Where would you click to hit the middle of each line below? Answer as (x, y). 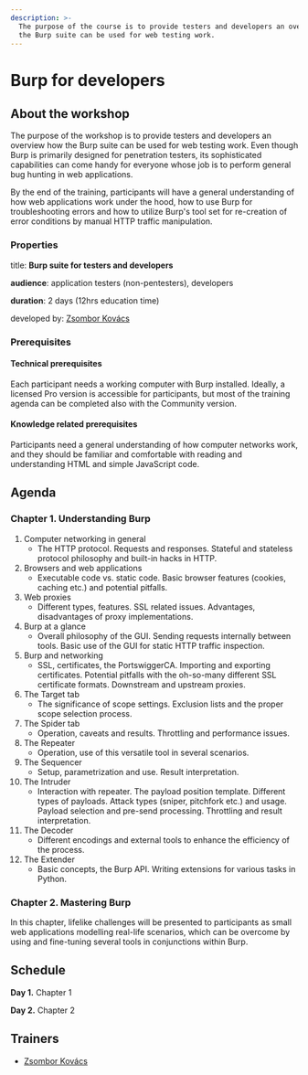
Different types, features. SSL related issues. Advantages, (146, 607)
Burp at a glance (54, 626)
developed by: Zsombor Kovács (70, 318)
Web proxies (47, 597)
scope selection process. (85, 713)
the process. (61, 849)
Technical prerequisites (57, 364)
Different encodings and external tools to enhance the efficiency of (164, 840)
